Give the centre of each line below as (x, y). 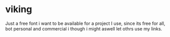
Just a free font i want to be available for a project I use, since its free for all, (85, 23)
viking (19, 9)
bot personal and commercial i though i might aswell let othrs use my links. (84, 28)
